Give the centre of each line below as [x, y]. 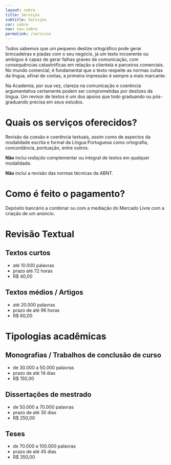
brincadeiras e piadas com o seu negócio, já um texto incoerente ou [77, 54]
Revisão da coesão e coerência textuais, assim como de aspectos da [78, 137]
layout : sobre [20, 10]
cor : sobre [17, 24]
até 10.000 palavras [34, 265]
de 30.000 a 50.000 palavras [43, 368]
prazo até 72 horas [33, 271]
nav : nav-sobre [22, 29]
